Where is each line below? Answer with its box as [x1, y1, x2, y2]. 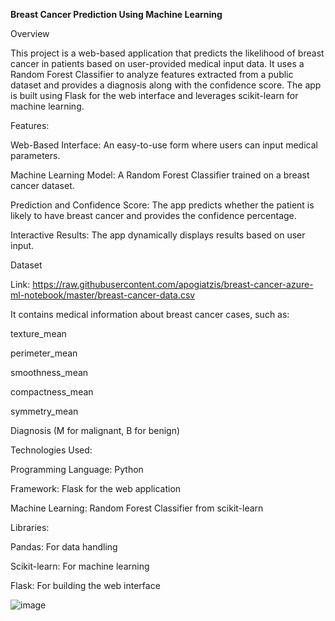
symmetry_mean [10, 405, 79, 417]
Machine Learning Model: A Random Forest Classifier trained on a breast [10, 169, 310, 181]
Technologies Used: [10, 444, 93, 456]
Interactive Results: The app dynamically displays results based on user [10, 229, 306, 241]
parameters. [10, 150, 61, 161]
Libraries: [10, 522, 50, 533]
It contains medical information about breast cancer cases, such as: [10, 309, 290, 320]
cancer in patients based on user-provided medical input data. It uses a [10, 58, 305, 69]
